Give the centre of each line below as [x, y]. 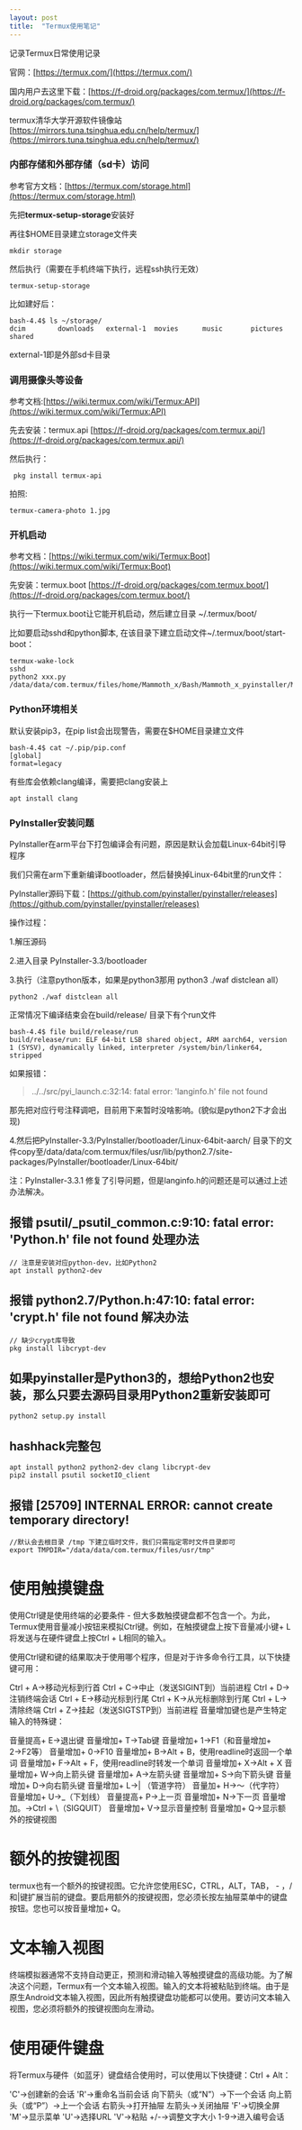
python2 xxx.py [38, 677]
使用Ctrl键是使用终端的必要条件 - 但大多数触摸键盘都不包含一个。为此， [142, 1615]
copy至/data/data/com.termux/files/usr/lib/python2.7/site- [125, 1151]
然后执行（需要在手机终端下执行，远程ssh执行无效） [107, 269]
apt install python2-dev [56, 1271]
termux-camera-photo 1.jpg [60, 511]
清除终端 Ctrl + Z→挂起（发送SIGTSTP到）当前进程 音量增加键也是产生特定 [148, 1710]
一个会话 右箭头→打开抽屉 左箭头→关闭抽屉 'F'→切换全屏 [174, 2105]
